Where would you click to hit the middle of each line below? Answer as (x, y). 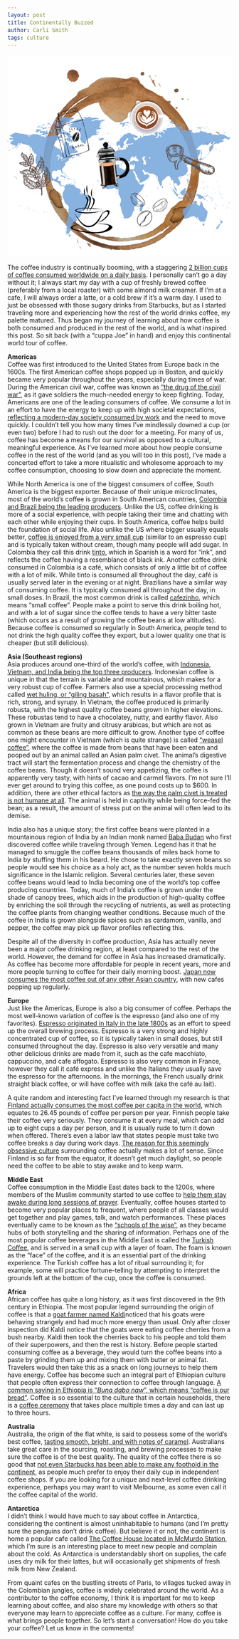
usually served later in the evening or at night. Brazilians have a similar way (117, 582)
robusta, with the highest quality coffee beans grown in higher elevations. (115, 709)
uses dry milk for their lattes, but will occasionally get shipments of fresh (114, 1561)
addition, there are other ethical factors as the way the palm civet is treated (117, 792)
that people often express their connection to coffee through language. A (115, 1382)
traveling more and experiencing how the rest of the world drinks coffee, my (119, 313)
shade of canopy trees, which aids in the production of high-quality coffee (116, 897)
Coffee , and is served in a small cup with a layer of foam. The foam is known (119, 1247)
